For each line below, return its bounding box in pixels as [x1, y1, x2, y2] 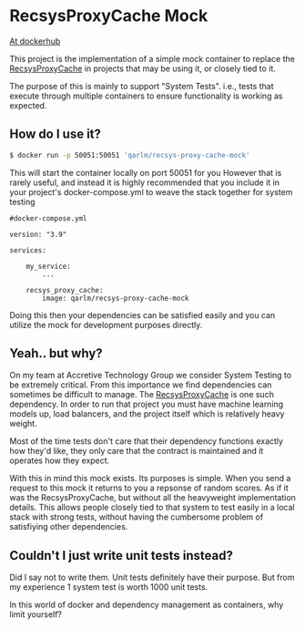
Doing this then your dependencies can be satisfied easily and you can [9, 309, 276, 320]
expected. [9, 99, 47, 110]
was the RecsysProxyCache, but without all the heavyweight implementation [9, 492, 296, 503]
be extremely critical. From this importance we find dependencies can [9, 379, 272, 390]
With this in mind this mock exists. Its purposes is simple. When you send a [9, 473, 291, 484]
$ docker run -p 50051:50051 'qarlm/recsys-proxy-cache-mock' [9, 150, 250, 160]
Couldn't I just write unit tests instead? [9, 548, 234, 563]
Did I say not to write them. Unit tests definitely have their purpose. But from [9, 572, 295, 583]
